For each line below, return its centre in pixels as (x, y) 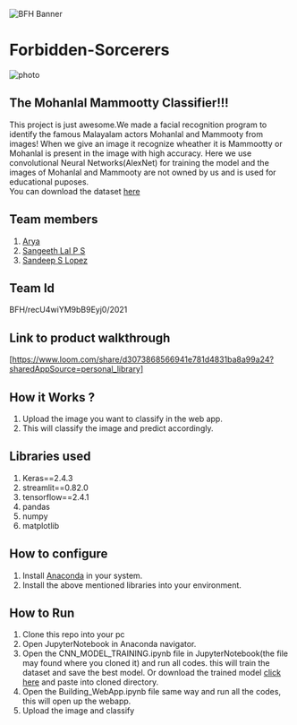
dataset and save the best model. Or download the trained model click (152, 673)
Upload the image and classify (78, 711)
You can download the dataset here (75, 191)
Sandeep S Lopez (55, 260)
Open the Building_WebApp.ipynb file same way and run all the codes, (152, 692)
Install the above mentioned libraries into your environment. (132, 585)
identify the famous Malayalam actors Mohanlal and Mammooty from (136, 134)
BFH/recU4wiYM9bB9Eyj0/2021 (68, 310)
